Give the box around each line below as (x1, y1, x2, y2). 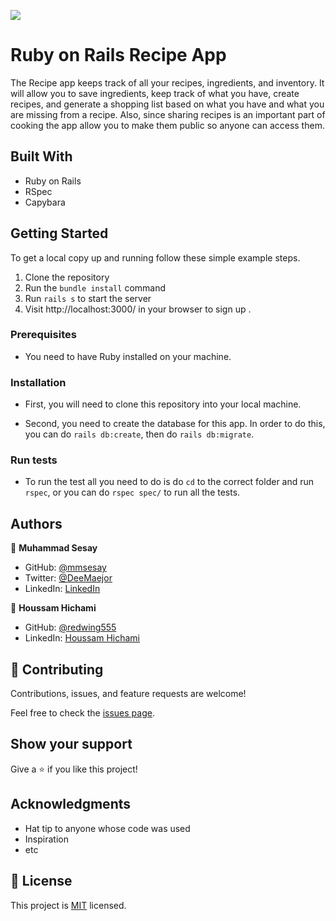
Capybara (24, 196, 66, 208)
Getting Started (10, 225, 109, 242)
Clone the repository (24, 271, 110, 283)
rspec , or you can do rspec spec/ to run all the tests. (24, 486, 241, 499)
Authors (10, 515, 63, 532)
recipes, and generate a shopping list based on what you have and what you (10, 98, 325, 110)
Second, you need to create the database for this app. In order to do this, (24, 418, 326, 430)
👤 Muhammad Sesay (10, 542, 98, 554)
